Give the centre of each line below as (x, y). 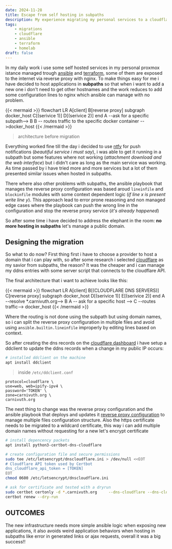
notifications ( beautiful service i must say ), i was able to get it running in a (83, 152)
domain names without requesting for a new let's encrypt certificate (77, 431)
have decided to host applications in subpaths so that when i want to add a (85, 84)
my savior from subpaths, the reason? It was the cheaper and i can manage (85, 265)
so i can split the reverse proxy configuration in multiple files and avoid (80, 322)
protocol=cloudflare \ (29, 382)
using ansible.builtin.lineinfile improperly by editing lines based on (81, 328)
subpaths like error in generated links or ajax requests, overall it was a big (83, 536)
